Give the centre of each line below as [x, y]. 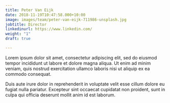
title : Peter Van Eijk [29, 10]
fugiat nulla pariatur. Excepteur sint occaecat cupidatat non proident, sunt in [85, 89]
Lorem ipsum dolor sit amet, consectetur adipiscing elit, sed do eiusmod [81, 57]
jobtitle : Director [26, 24]
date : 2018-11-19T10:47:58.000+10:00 [45, 15]
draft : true [18, 39]
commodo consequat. [28, 74]
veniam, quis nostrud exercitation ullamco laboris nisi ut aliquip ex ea [78, 68]
